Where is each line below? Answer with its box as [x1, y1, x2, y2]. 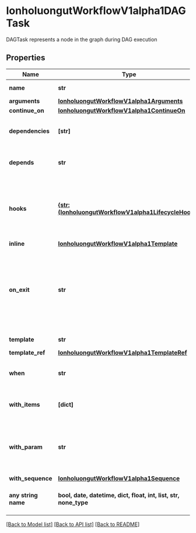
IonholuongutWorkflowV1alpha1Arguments [58, 97, 183, 105]
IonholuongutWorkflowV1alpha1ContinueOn [58, 106, 185, 115]
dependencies [9, 127, 50, 135]
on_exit [9, 286, 30, 294]
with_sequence [9, 474, 52, 482]
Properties [6, 53, 45, 63]
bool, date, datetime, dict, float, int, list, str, [58, 491, 180, 499]
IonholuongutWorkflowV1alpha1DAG [6, 4, 187, 18]
